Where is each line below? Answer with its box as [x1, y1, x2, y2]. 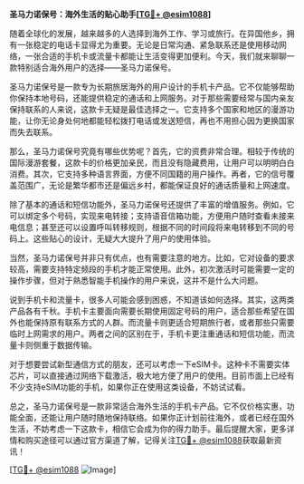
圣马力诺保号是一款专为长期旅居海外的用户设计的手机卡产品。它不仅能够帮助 [9, 82, 295, 92]
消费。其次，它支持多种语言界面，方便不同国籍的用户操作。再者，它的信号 [9, 169, 287, 179]
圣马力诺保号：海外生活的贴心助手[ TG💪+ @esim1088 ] [9, 9, 212, 19]
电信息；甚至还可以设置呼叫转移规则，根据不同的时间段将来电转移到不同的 [9, 222, 287, 232]
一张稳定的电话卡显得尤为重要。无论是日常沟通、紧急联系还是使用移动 [16, 40, 279, 50]
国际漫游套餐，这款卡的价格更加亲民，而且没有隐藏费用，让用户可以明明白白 [9, 158, 295, 168]
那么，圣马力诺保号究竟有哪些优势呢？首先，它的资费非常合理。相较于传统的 [9, 146, 295, 157]
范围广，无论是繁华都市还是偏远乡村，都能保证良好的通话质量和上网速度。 [16, 180, 295, 190]
